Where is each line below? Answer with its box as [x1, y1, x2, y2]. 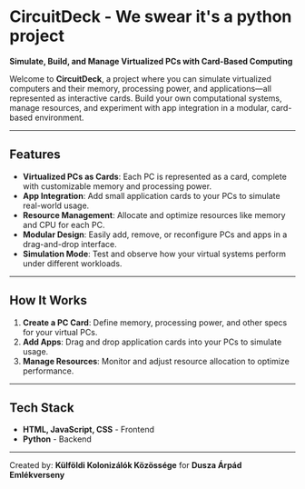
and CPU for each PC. [22, 219, 105, 230]
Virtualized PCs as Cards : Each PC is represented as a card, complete [22, 171, 288, 182]
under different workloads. [22, 257, 123, 269]
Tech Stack [9, 400, 74, 415]
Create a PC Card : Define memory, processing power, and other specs [22, 316, 288, 328]
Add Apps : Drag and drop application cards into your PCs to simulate [22, 336, 282, 347]
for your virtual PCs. [22, 326, 98, 337]
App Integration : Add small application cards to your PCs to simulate [22, 190, 280, 201]
